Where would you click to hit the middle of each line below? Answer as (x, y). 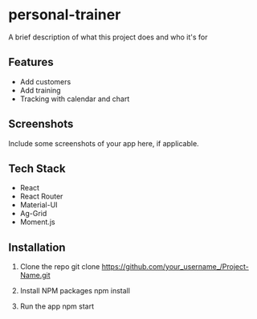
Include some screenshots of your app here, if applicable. (104, 143)
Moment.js (37, 222)
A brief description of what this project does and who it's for (108, 37)
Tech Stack (37, 168)
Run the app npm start (57, 306)
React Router (41, 196)
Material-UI (39, 205)
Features (31, 62)
